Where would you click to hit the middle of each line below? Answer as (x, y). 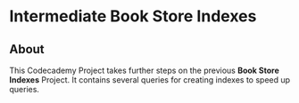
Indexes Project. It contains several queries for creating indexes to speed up (150, 80)
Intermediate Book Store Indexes (133, 16)
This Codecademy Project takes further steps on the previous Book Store (144, 70)
